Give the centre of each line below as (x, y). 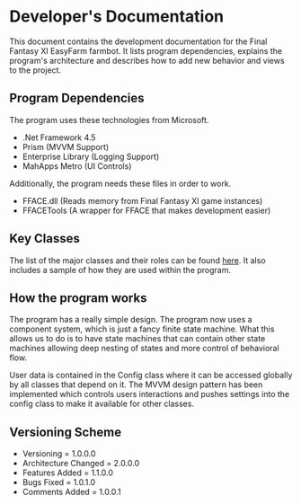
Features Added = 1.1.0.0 (68, 473)
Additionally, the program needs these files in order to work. (120, 183)
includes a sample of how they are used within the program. (120, 270)
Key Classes (45, 239)
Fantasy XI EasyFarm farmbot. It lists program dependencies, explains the (146, 50)
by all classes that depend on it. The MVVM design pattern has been (136, 385)
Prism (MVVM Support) (66, 146)
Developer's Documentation (117, 17)
